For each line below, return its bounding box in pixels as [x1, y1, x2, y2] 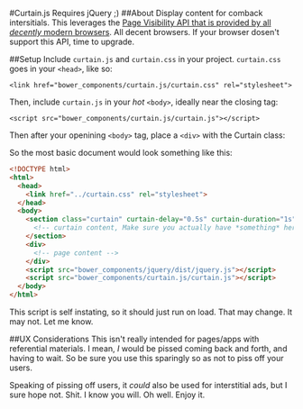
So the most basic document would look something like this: [9, 148, 233, 158]
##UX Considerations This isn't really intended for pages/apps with [9, 333, 260, 344]
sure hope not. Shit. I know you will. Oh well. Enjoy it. [9, 389, 206, 400]
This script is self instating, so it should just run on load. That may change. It [9, 306, 293, 317]
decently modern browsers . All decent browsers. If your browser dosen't [9, 27, 280, 37]
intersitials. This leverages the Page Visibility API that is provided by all [9, 17, 272, 28]
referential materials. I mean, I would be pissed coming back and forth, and [9, 343, 288, 354]
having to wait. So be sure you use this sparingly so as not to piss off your [9, 353, 284, 363]
